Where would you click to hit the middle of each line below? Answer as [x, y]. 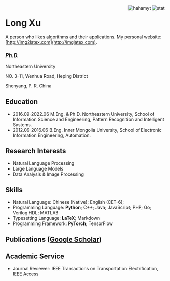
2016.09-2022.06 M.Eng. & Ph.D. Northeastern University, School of [83, 114]
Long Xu [23, 23]
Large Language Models [38, 168]
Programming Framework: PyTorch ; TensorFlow [62, 223]
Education [22, 102]
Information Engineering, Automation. [52, 135]
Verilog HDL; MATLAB [35, 213]
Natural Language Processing [44, 163]
